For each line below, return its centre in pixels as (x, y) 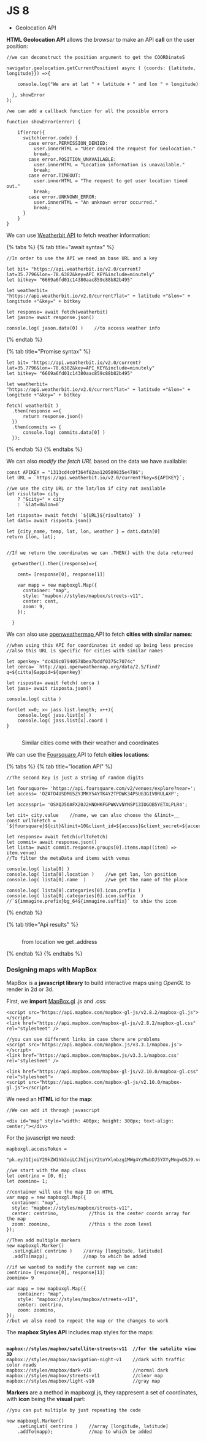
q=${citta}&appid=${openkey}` (45, 672)
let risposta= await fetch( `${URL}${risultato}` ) (74, 515)
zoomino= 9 (20, 1278)
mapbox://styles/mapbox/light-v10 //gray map (83, 1381)
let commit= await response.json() (52, 842)
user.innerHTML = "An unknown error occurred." (95, 202)
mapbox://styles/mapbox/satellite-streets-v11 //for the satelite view (101, 1349)
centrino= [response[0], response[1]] (56, 1273)
